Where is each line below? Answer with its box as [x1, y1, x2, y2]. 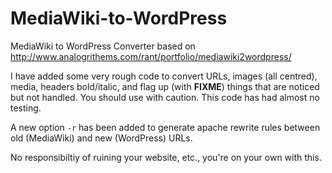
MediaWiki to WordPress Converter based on [10, 40, 196, 52]
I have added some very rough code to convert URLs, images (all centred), [10, 70, 318, 82]
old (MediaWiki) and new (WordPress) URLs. [10, 132, 193, 144]
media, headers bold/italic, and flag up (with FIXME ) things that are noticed [10, 80, 320, 92]
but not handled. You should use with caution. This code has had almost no [10, 91, 320, 103]
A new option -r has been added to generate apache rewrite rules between [10, 121, 321, 133]
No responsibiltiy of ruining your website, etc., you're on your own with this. [10, 151, 322, 163]
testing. [10, 102, 42, 114]
